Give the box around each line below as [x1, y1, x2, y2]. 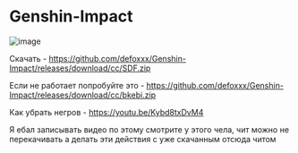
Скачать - [9, 53, 47, 64]
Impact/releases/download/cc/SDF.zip [9, 63, 151, 73]
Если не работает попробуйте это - [9, 80, 145, 90]
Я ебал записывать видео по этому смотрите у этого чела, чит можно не [9, 123, 289, 135]
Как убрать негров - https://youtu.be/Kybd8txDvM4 [9, 106, 204, 117]
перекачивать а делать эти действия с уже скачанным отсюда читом [9, 133, 277, 144]
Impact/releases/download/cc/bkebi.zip [9, 89, 157, 100]
